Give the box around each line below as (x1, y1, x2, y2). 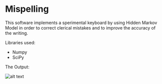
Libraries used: (5, 39, 35, 45)
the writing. (5, 30, 29, 36)
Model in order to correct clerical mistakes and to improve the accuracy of (5, 25, 156, 30)
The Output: (5, 64, 30, 70)
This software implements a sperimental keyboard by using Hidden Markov (5, 20, 158, 26)
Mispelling (5, 3, 49, 15)
